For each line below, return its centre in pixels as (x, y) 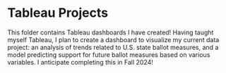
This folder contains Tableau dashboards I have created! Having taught (111, 32)
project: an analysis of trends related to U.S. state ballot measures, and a (113, 47)
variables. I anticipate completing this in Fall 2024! (81, 62)
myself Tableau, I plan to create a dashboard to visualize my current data (113, 39)
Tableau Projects (58, 13)
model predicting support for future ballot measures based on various (109, 55)
